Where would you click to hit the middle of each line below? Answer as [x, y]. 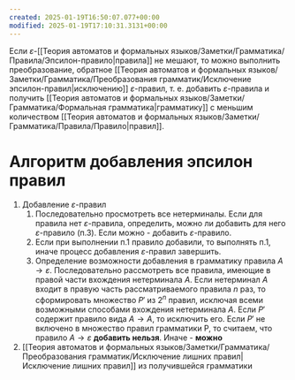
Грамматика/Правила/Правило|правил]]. [87, 125]
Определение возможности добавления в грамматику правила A [159, 261]
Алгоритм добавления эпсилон [131, 161]
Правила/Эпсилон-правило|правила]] [81, 60]
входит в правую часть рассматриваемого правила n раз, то [151, 289]
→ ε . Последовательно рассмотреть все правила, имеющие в [153, 270]
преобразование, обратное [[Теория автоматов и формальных [128, 69]
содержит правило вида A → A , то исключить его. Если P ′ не [150, 319]
